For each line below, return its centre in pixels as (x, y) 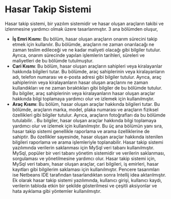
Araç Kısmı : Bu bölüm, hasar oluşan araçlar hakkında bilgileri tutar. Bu (86, 104)
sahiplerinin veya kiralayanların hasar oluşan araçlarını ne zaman (80, 82)
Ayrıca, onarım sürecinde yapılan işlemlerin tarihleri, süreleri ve (78, 55)
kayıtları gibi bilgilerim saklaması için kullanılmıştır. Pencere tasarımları (86, 169)
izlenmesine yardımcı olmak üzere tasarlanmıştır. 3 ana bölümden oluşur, (81, 29)
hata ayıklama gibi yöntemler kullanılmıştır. (57, 191)
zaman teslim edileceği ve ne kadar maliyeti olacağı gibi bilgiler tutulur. (87, 50)
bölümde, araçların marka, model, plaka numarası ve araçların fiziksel (85, 109)
